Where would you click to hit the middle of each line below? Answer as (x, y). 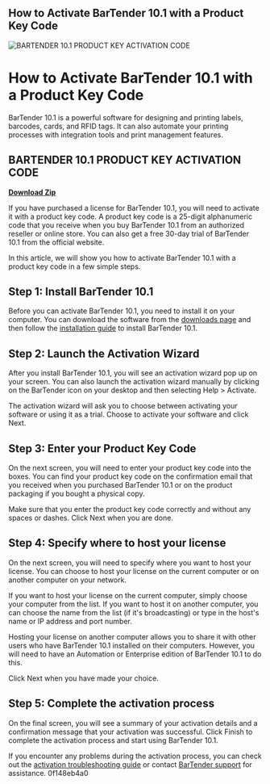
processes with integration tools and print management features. (116, 134)
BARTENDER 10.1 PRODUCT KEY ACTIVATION (125, 160)
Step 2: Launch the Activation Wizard (104, 353)
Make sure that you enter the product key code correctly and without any (130, 509)
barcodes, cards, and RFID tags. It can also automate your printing (118, 126)
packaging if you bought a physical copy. (77, 493)
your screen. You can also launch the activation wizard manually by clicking (134, 382)
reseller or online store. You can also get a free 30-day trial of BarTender (129, 233)
